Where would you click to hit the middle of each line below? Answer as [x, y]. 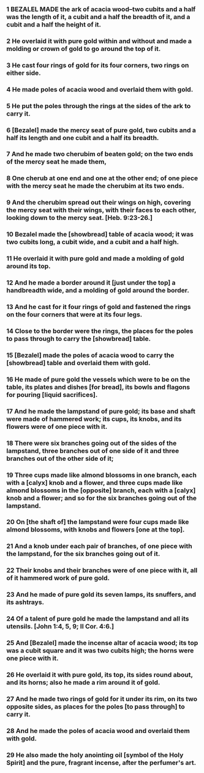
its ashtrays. [25, 602]
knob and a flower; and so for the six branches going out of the [102, 498]
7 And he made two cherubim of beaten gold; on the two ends [100, 154]
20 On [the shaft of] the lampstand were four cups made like [98, 522]
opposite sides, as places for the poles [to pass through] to [96, 707]
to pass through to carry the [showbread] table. [79, 339]
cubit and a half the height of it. [54, 25]
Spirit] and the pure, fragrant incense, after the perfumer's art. [101, 763]
